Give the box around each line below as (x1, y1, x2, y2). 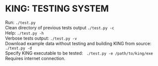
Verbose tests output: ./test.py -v (5, 35, 77, 41)
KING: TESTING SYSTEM (5, 3, 109, 14)
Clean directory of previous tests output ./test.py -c (5, 24, 114, 30)
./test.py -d (5, 46, 32, 51)
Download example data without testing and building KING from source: (5, 40, 152, 46)
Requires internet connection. (5, 55, 66, 61)
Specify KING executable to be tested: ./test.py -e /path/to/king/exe (5, 50, 153, 56)
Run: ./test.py (5, 19, 36, 25)
